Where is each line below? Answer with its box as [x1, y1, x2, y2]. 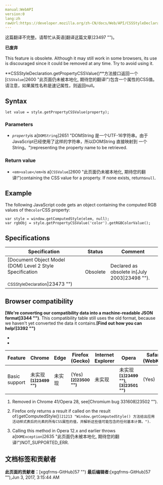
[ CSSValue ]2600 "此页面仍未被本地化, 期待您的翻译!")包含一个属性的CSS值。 [5, 77, 157, 82]
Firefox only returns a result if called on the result [12, 408, 111, 414]
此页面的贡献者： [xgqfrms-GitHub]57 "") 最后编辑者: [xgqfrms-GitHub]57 [5, 469, 151, 475]
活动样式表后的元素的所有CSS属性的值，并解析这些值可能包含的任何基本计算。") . [12, 419, 151, 424]
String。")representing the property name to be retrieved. [12, 145, 128, 151]
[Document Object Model [7, 256, 65, 263]
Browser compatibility [5, 297, 74, 305]
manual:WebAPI [5, 7, 34, 12]
